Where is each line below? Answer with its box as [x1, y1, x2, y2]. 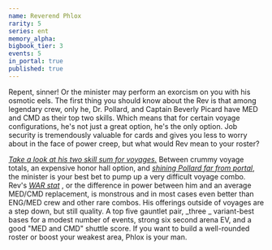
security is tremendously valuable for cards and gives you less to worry [8, 130, 248, 140]
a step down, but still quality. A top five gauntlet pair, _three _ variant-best [8, 206, 254, 216]
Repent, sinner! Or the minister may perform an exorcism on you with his [8, 87, 251, 97]
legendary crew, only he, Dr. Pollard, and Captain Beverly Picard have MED [8, 104, 258, 114]
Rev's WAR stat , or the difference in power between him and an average [8, 180, 252, 190]
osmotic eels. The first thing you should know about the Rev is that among [8, 95, 257, 106]
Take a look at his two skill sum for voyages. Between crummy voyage [8, 154, 244, 164]
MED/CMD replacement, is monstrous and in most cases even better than [8, 188, 254, 199]
